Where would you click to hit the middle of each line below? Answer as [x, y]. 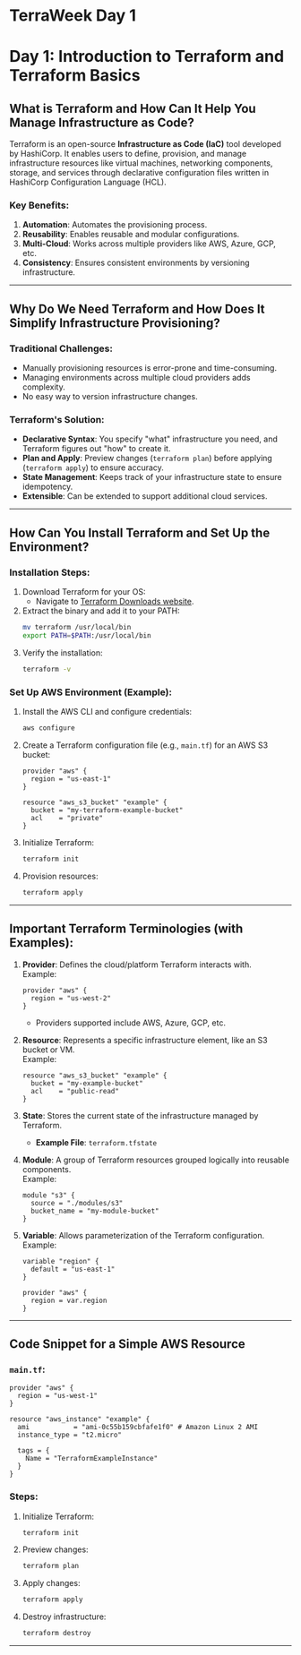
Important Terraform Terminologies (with [126, 929]
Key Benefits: [39, 205]
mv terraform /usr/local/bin [77, 628]
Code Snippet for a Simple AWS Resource [128, 1344]
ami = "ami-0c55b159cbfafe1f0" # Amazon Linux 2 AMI [138, 1428]
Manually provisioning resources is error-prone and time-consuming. [150, 368]
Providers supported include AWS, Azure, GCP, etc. [131, 1023]
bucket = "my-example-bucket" [87, 1083]
